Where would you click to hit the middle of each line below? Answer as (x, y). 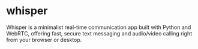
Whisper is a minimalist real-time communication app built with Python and (99, 27)
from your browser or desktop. (44, 40)
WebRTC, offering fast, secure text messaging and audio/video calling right (99, 33)
